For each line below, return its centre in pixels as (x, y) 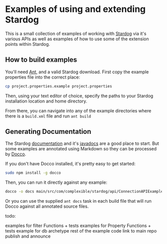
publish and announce (28, 236)
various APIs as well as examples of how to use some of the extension (77, 39)
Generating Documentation (48, 132)
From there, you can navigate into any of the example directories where (78, 111)
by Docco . (16, 154)
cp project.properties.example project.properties (59, 86)
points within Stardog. (28, 44)
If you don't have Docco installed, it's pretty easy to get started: (70, 164)
